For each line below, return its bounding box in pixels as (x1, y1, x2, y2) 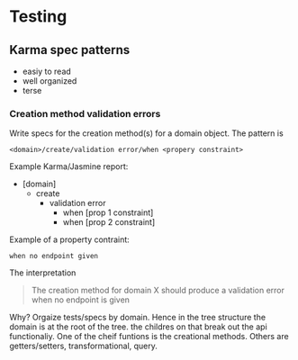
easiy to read (22, 66, 72, 76)
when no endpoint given (9, 252, 99, 261)
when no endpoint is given (31, 294, 131, 305)
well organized (22, 76, 77, 86)
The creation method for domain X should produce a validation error (31, 285, 285, 296)
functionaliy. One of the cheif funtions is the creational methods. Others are (9, 331, 290, 342)
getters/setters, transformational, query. (9, 340, 158, 352)
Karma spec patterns (9, 42, 131, 58)
